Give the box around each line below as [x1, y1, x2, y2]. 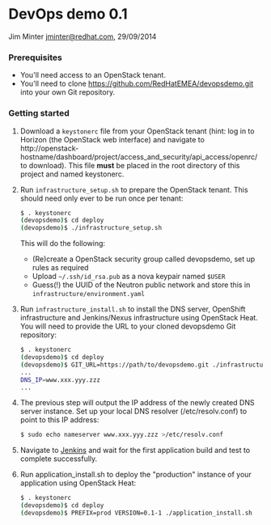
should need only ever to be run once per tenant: [19, 193, 184, 203]
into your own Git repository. [19, 87, 116, 97]
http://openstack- [19, 143, 79, 153]
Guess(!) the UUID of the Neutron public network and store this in [32, 280, 251, 290]
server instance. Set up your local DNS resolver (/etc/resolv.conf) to [19, 406, 248, 417]
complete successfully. [19, 454, 98, 464]
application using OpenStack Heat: [19, 478, 137, 488]
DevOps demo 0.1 [8, 5, 128, 23]
